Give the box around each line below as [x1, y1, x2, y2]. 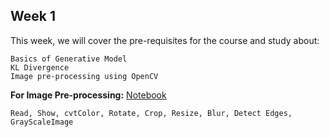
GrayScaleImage [10, 117, 74, 127]
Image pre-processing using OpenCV [10, 71, 159, 81]
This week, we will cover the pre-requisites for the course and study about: [10, 34, 320, 46]
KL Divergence [10, 62, 70, 73]
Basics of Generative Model [10, 54, 128, 64]
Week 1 [10, 8, 56, 25]
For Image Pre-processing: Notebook [10, 89, 167, 101]
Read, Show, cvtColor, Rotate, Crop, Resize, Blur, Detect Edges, [10, 108, 293, 118]
